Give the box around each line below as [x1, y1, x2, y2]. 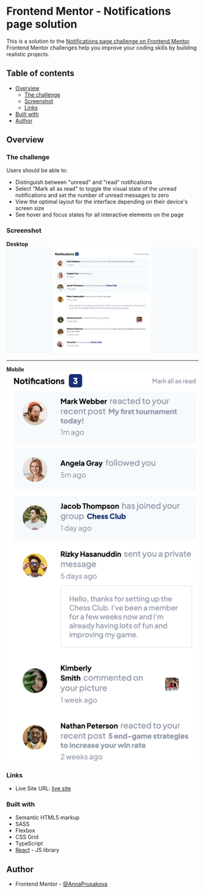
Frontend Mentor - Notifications [6, 4, 171, 18]
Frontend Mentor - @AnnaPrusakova [15, 880, 108, 887]
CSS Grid [15, 833, 38, 841]
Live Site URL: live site [15, 785, 71, 792]
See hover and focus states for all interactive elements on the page [15, 211, 184, 218]
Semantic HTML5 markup [15, 814, 80, 821]
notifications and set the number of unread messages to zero [15, 191, 170, 199]
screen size [15, 205, 45, 212]
